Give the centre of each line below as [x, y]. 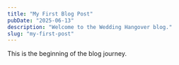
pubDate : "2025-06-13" [41, 20]
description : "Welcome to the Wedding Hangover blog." [90, 27]
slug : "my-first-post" [41, 34]
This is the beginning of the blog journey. [67, 54]
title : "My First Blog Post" [50, 14]
